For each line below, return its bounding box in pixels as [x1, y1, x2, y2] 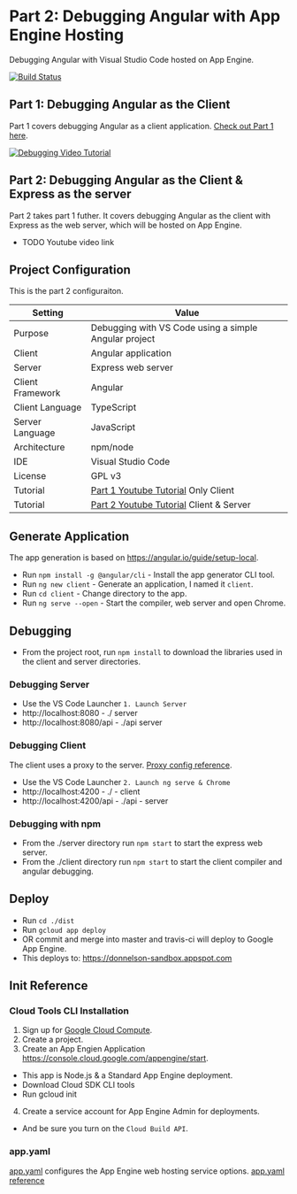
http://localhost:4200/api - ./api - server [21, 795, 169, 806]
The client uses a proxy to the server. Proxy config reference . [9, 759, 232, 770]
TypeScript [90, 401, 137, 413]
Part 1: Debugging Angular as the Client [9, 97, 231, 112]
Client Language [13, 401, 82, 413]
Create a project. [21, 1034, 84, 1045]
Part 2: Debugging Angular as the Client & [9, 173, 243, 188]
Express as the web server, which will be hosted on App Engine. [9, 220, 242, 230]
